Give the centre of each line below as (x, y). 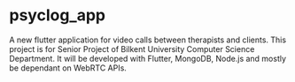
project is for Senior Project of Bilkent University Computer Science (132, 48)
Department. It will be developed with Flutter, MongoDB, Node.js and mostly (147, 58)
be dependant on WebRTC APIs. (68, 68)
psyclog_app (58, 15)
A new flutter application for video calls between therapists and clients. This (147, 40)
